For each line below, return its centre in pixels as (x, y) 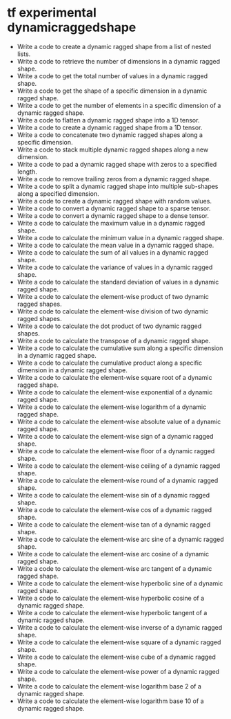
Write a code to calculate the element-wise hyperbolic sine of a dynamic (120, 583)
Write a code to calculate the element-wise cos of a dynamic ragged (114, 509)
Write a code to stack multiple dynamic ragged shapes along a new (113, 149)
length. (27, 172)
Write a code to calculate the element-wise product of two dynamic (113, 296)
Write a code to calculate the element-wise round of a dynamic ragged (118, 480)
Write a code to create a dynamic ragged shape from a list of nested (114, 46)
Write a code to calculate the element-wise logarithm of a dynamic (112, 407)
